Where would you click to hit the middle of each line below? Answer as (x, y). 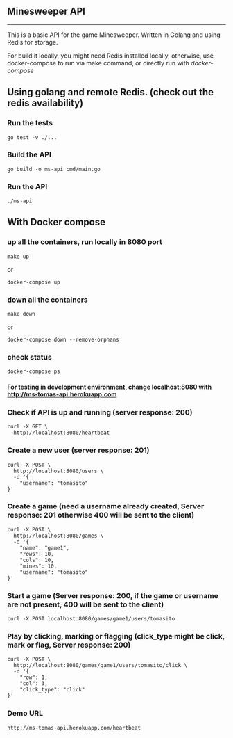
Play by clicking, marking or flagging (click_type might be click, (116, 636)
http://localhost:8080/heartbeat (62, 433)
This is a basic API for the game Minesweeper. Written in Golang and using (114, 35)
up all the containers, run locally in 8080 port (85, 242)
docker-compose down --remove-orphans (63, 340)
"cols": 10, (37, 560)
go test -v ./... (32, 137)
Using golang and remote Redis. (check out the (110, 92)
